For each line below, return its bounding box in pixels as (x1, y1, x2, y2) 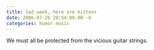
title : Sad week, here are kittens (6, 9, 97, 15)
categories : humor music (6, 20, 70, 26)
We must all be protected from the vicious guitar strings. (6, 37, 148, 45)
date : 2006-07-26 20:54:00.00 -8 (6, 15, 92, 21)
